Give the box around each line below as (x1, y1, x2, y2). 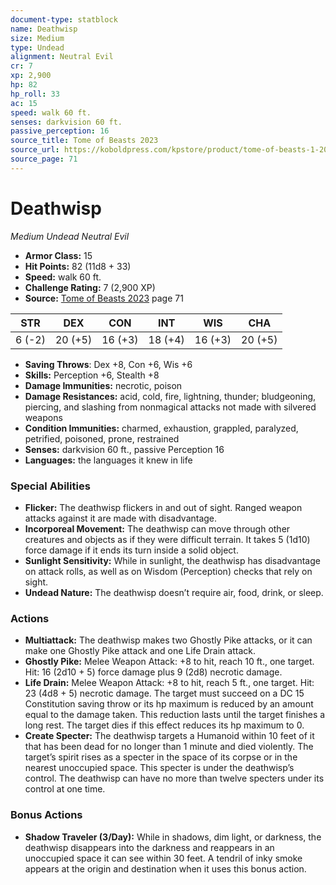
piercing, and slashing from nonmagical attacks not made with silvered (24, 401, 317, 413)
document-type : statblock (10, 14, 118, 25)
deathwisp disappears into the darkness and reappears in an (24, 841, 275, 853)
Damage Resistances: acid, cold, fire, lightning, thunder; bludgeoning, (24, 390, 317, 402)
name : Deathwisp (10, 24, 78, 34)
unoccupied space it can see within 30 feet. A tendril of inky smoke (24, 852, 303, 864)
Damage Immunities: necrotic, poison (24, 379, 183, 391)
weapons (24, 411, 63, 423)
